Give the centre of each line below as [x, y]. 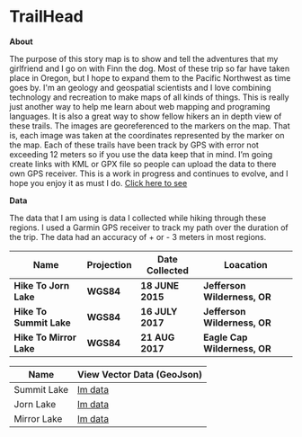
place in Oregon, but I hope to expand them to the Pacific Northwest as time [150, 77]
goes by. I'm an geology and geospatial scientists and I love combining [140, 87]
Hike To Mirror [45, 337]
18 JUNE [160, 285]
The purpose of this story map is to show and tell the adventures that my [144, 58]
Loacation [246, 264]
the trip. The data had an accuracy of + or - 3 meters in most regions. [138, 236]
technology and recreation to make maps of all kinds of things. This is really [149, 97]
